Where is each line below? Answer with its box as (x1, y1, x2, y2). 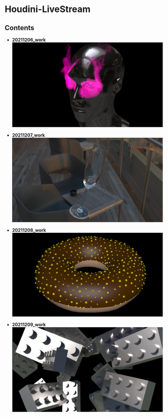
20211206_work (12, 37, 46, 43)
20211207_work (12, 132, 45, 138)
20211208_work (12, 227, 46, 233)
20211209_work (12, 322, 46, 328)
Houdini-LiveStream (5, 4, 91, 15)
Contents (5, 24, 35, 32)
